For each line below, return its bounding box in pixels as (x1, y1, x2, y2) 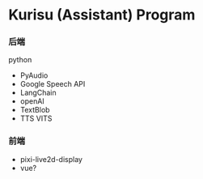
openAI (19, 96, 44, 106)
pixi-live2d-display (19, 154, 83, 164)
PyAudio (19, 70, 49, 80)
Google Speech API (19, 79, 86, 89)
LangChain (19, 87, 57, 98)
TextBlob (19, 105, 50, 115)
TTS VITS (19, 113, 53, 123)
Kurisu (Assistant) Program (8, 6, 196, 24)
